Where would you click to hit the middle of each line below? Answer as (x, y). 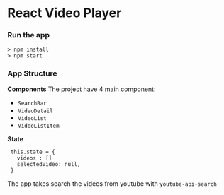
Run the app (28, 35)
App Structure (33, 73)
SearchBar (32, 103)
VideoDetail (35, 111)
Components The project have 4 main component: (82, 89)
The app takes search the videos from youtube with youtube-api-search (112, 183)
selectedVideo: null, (49, 164)
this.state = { (33, 152)
